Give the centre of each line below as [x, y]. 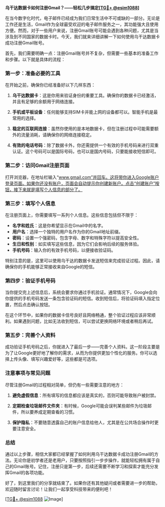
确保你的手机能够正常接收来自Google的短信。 [51, 267]
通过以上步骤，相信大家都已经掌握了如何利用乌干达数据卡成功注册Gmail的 [80, 454]
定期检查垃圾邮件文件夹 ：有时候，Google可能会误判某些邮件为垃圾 [80, 406]
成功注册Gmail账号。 [26, 43]
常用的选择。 [25, 118]
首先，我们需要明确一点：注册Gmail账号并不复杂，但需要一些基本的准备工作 [82, 53]
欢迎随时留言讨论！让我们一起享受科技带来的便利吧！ [59, 489]
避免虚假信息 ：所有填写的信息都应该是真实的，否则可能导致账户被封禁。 [85, 395]
